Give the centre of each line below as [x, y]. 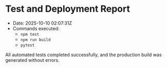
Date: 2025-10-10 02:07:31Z [42, 23]
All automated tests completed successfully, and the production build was [83, 55]
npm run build [35, 40]
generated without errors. [33, 60]
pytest [27, 45]
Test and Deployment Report [68, 9]
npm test [30, 34]
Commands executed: [36, 28]
